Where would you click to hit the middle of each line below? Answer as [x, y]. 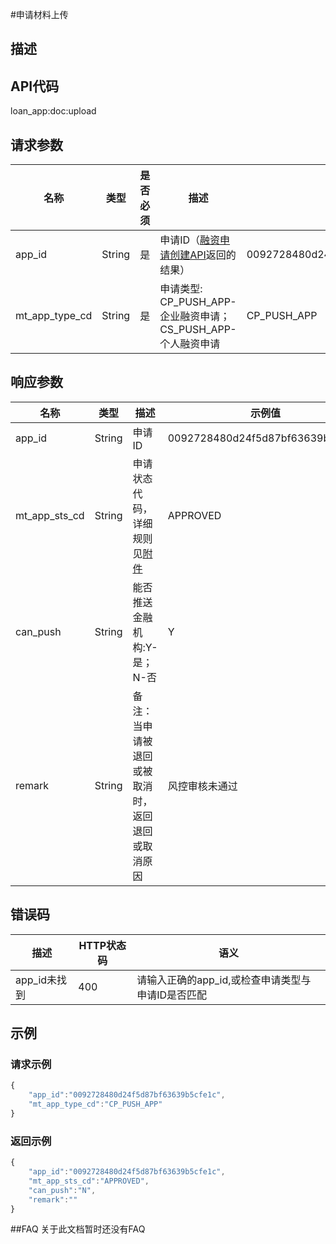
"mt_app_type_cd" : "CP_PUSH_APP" [95, 1104]
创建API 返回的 [203, 255]
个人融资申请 [190, 344]
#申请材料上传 [39, 14]
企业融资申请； [195, 316]
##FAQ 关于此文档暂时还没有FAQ [78, 1229]
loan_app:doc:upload [53, 111]
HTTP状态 [102, 945]
